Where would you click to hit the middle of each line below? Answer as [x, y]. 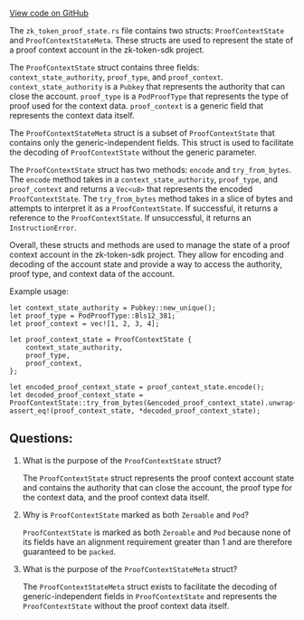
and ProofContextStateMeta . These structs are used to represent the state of [152, 40]
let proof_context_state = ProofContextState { [101, 339]
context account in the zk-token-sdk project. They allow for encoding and [147, 254]
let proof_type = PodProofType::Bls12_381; [93, 316]
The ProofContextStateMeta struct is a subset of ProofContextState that [142, 133]
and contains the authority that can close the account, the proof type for [157, 487]
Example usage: [39, 291]
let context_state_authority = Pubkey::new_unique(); [113, 308]
